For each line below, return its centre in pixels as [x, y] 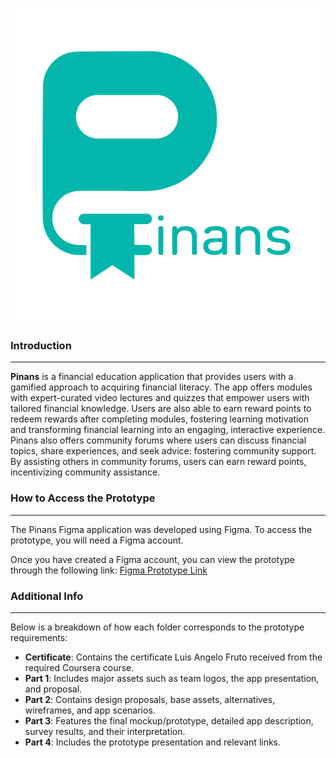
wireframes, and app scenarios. [90, 710]
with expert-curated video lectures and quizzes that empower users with [160, 398]
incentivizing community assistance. [85, 472]
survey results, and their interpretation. [105, 731]
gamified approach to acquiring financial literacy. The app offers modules [161, 387]
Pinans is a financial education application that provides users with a [152, 377]
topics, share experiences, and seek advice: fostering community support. [163, 451]
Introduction [41, 345]
